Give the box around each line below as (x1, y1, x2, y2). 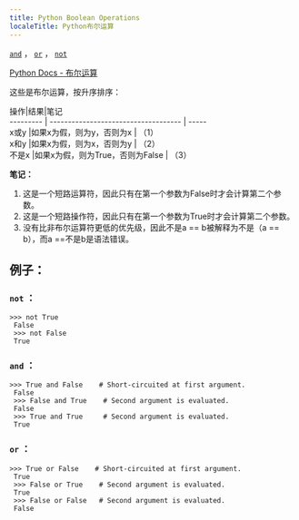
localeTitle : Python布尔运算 (9, 22, 115, 31)
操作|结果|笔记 (9, 105, 64, 116)
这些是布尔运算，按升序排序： (9, 86, 121, 97)
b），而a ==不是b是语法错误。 (22, 233, 135, 244)
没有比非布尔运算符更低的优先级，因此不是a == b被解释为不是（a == (22, 221, 280, 232)
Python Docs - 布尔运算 (9, 67, 98, 78)
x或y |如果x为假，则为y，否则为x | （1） (9, 126, 159, 137)
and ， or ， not (9, 47, 68, 59)
